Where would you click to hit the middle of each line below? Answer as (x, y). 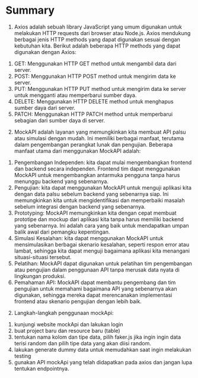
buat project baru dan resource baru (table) (67, 330)
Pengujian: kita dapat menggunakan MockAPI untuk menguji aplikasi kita (103, 187)
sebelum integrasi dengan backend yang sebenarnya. (80, 206)
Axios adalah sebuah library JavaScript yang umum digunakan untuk (98, 27)
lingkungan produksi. (40, 276)
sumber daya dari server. (44, 108)
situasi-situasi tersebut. (43, 257)
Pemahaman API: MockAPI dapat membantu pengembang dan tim (95, 282)
